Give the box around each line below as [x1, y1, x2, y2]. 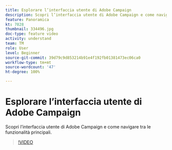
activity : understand [5, 36, 52, 41]
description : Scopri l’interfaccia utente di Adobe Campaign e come [5, 12, 155, 17]
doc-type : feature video [5, 31, 58, 36]
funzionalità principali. [5, 129, 52, 135]
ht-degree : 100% [5, 70, 40, 75]
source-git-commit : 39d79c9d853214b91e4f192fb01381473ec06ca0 [5, 55, 141, 60]
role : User [5, 46, 29, 51]
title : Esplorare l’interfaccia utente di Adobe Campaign [5, 7, 132, 13]
